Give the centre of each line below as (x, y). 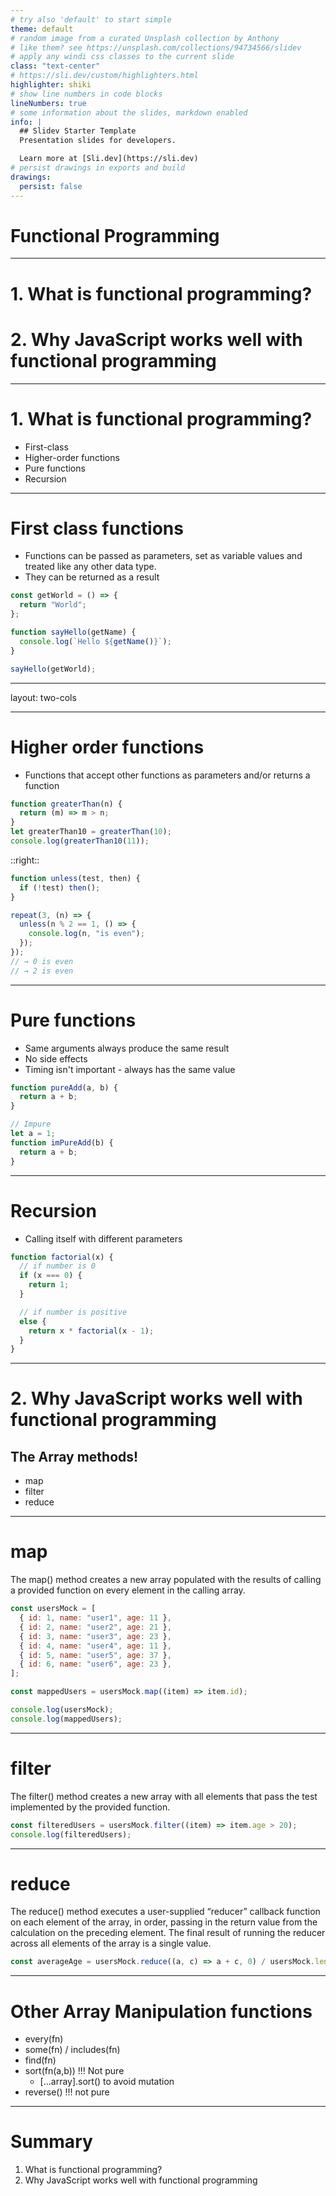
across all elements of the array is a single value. (111, 1943)
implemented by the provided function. (90, 1807)
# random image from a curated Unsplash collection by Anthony (145, 38)
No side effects (56, 1058)
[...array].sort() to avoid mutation (107, 2082)
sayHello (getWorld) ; (53, 669)
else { (33, 1321)
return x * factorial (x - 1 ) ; (91, 1331)
